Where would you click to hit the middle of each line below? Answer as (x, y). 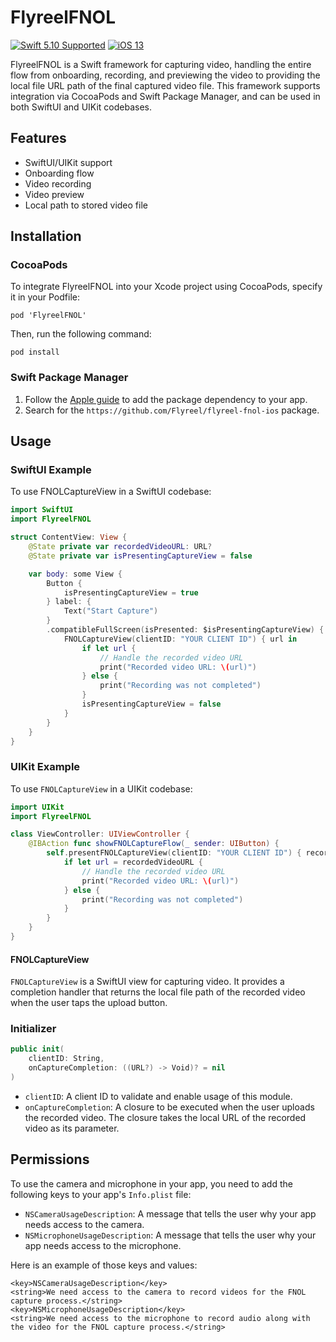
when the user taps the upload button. (89, 1003)
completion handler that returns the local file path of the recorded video (158, 992)
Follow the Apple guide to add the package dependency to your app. (166, 399)
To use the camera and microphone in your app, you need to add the (151, 1183)
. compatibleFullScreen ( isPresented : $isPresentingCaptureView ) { (185, 630)
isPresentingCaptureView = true (131, 592)
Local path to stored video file (86, 205)
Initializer (33, 1029)
